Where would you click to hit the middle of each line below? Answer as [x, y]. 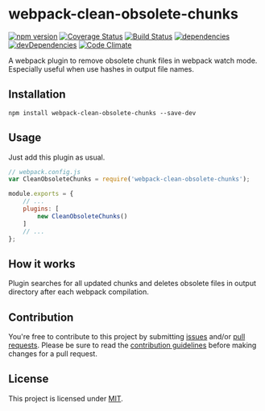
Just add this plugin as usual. [57, 157]
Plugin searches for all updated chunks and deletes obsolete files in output [132, 284]
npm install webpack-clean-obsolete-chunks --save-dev [102, 113]
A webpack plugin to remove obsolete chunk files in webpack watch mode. [133, 60]
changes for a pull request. [53, 354]
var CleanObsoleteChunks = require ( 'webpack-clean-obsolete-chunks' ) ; [129, 179]
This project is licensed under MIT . [66, 398]
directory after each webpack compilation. [79, 292]
